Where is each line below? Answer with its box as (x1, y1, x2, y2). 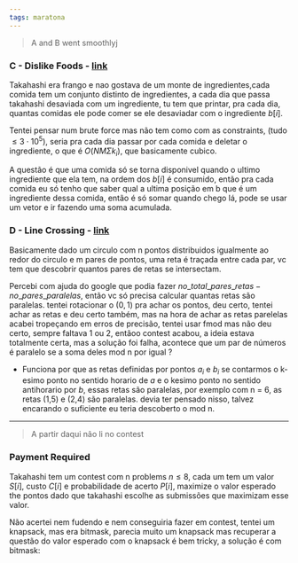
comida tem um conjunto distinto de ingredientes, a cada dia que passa (9, 89, 271, 99)
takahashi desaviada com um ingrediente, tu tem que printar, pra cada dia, (9, 98, 281, 109)
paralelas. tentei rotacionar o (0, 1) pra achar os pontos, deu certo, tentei (9, 299, 273, 310)
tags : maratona (9, 12, 66, 22)
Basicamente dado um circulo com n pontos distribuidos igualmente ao (9, 245, 269, 255)
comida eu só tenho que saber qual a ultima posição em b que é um (9, 184, 257, 194)
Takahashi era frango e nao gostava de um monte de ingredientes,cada (9, 79, 271, 90)
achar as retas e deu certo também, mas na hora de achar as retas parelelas (9, 309, 288, 319)
